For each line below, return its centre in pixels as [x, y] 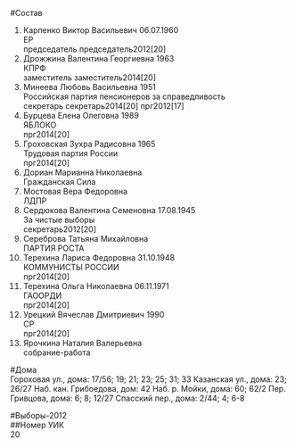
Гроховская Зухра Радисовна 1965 [89, 144]
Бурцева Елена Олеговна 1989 [81, 116]
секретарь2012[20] [60, 229]
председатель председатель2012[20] [94, 49]
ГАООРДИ [42, 295]
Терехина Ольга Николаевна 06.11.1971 [96, 286]
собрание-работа [57, 352]
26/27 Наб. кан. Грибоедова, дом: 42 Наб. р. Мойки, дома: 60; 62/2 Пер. [148, 389]
